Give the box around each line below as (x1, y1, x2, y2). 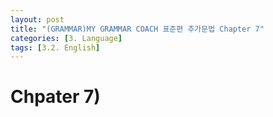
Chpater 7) (10, 86, 101, 108)
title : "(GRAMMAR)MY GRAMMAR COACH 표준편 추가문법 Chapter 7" (10, 24, 265, 34)
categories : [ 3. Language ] (10, 33, 123, 43)
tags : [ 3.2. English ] (10, 42, 101, 53)
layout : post (10, 14, 65, 25)
